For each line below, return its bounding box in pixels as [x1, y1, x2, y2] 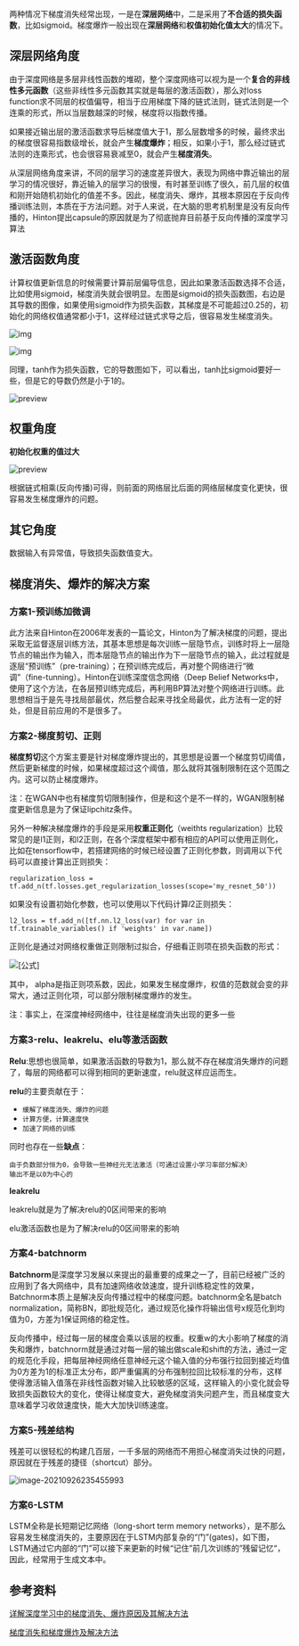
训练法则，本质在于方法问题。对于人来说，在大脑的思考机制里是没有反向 [16, 201, 282, 211]
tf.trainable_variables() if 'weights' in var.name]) [9, 925, 214, 934]
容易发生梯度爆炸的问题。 [9, 494, 103, 505]
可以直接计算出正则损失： [16, 856, 111, 868]
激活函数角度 [9, 251, 80, 267]
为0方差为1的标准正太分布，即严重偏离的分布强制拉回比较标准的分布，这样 [9, 1366, 283, 1377]
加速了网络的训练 [21, 1123, 76, 1133]
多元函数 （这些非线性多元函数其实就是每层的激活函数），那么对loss [16, 85, 263, 95]
